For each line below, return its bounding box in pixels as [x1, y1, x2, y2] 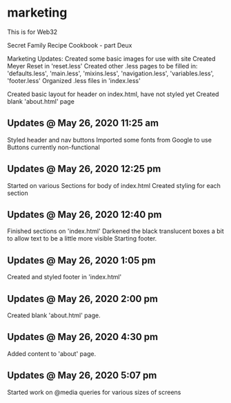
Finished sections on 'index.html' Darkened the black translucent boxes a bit [7, 227, 224, 236]
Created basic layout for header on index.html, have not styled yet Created [7, 90, 219, 98]
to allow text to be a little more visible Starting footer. [7, 234, 157, 243]
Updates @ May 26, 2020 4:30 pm [7, 331, 159, 343]
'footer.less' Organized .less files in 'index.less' [7, 76, 141, 84]
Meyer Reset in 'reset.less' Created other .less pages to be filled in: [7, 62, 198, 70]
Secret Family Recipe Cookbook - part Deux [7, 41, 132, 49]
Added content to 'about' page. [7, 349, 97, 357]
